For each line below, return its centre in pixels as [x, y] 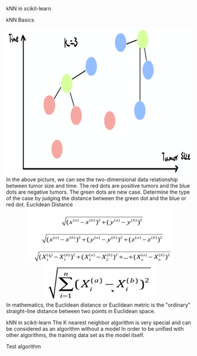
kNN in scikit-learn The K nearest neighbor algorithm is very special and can [98, 322]
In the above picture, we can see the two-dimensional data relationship [92, 179]
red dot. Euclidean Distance [40, 204]
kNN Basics [20, 20]
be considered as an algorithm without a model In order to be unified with [95, 329]
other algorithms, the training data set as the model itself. [75, 335]
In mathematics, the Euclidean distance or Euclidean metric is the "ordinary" [98, 305]
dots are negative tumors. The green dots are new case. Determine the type [98, 192]
